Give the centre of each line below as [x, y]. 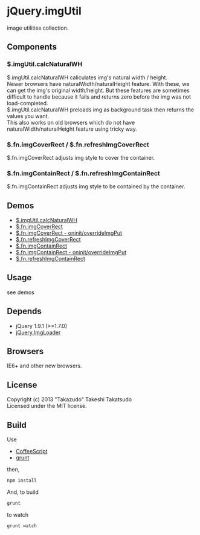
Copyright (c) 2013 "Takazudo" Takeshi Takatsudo [69, 399]
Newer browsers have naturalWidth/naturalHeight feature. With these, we [98, 84]
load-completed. [27, 103]
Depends [24, 311]
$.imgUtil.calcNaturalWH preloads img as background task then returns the [101, 110]
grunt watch [22, 526]
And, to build [23, 492]
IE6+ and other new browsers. [44, 366]
